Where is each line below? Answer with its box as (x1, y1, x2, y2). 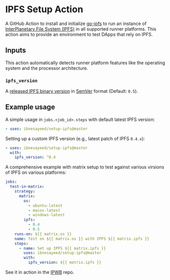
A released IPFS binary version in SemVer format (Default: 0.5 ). (5, 88, 138, 94)
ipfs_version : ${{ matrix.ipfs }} (28, 260, 102, 265)
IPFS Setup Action (5, 4, 83, 15)
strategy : (14, 189, 36, 194)
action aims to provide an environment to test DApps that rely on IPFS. (5, 31, 153, 37)
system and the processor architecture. (5, 65, 88, 71)
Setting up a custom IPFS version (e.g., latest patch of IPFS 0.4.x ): (5, 135, 145, 141)
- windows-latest (28, 213, 65, 218)
